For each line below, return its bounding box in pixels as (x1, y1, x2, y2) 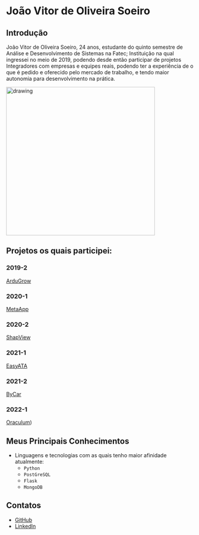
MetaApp (6, 305, 29, 312)
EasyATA (6, 362, 28, 369)
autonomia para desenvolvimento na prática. (6, 75, 116, 82)
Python (23, 465, 40, 471)
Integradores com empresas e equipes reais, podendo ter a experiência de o (6, 62, 194, 69)
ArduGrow (6, 277, 31, 284)
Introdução (6, 28, 48, 38)
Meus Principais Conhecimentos (6, 436, 129, 446)
